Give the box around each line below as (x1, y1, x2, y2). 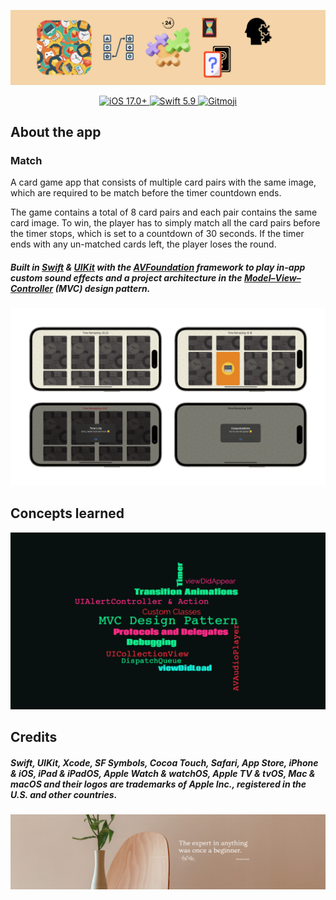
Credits (10, 729, 58, 746)
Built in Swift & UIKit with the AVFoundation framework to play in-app (10, 261, 306, 273)
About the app (10, 123, 102, 140)
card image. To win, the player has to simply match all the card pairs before (10, 217, 321, 229)
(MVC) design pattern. (54, 282, 151, 294)
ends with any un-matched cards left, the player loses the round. (10, 238, 277, 250)
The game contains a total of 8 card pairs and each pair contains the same (10, 206, 318, 219)
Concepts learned (10, 505, 125, 522)
